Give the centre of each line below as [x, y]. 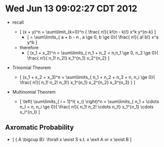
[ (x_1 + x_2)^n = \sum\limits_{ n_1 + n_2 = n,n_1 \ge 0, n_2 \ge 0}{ [93, 53]
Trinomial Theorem [31, 68]
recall [18, 22]
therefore [29, 47]
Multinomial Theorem [34, 92]
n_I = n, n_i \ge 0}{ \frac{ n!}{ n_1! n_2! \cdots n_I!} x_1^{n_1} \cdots [87, 107]
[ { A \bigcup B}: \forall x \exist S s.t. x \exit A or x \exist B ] [72, 139]
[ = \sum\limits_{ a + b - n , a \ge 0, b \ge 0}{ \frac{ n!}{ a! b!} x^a [93, 37]
